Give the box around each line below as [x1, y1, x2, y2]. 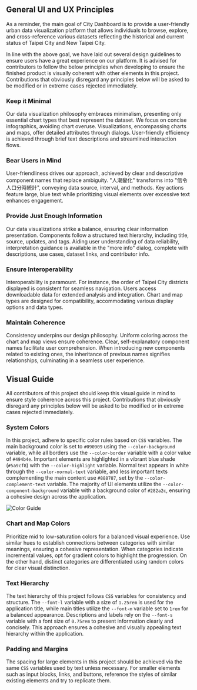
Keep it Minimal [6, 97, 52, 105]
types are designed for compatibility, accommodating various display [6, 298, 173, 304]
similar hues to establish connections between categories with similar [6, 539, 175, 546]
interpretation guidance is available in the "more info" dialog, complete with [6, 244, 189, 251]
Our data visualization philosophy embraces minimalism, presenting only [6, 110, 182, 118]
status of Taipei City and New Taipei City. [6, 39, 106, 46]
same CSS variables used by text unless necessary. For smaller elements [6, 665, 181, 672]
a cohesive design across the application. [6, 493, 107, 500]
